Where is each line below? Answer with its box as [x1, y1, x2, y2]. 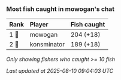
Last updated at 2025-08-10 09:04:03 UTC [6, 67, 114, 75]
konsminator [29, 40, 65, 49]
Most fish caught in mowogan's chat [6, 5, 115, 13]
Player [29, 20, 49, 29]
